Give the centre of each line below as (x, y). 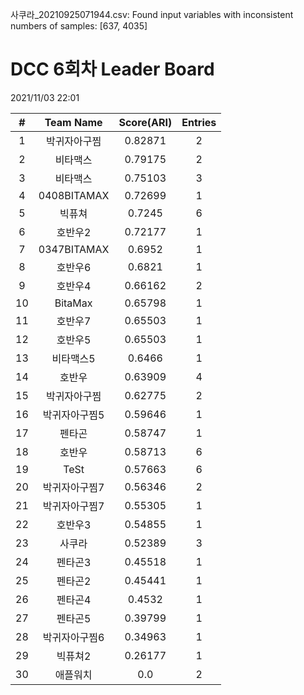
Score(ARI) (145, 122)
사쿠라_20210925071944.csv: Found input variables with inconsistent (152, 14)
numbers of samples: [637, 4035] (79, 26)
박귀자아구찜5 (73, 415)
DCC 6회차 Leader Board (112, 69)
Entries (199, 122)
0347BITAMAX (74, 249)
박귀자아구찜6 (73, 637)
